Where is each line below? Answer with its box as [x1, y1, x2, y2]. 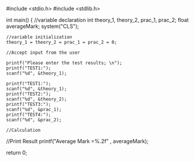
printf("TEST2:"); [6, 91, 51, 97]
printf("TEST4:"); [6, 112, 51, 118]
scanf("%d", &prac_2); [6, 117, 62, 123]
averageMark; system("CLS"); [6, 23, 80, 30]
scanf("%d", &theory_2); [6, 96, 67, 102]
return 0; [6, 149, 28, 156]
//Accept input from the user [6, 50, 81, 56]
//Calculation [6, 127, 41, 133]
